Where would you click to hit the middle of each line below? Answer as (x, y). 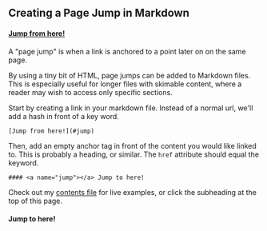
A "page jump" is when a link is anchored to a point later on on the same (127, 51)
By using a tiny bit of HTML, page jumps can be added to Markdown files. (130, 75)
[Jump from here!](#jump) (51, 131)
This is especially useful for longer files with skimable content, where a (125, 84)
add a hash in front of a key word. (64, 116)
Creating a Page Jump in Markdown (99, 13)
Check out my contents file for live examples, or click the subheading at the (133, 192)
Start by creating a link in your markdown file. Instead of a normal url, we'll (131, 108)
